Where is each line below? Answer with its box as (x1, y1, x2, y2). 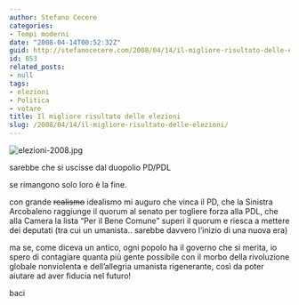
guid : (9, 46, 29, 55)
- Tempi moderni (9, 29, 69, 38)
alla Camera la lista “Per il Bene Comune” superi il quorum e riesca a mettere (9, 215, 290, 226)
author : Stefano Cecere (9, 12, 98, 22)
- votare (9, 104, 42, 113)
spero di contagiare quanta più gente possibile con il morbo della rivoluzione (9, 252, 290, 262)
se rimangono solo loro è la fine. (9, 180, 127, 189)
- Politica (9, 95, 50, 105)
